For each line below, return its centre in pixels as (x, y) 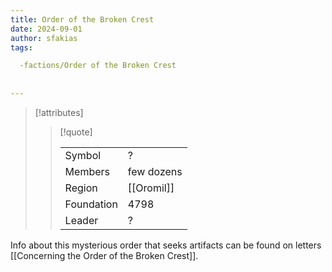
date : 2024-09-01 (46, 29)
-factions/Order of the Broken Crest (98, 66)
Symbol (83, 155)
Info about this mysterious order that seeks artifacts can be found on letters (166, 245)
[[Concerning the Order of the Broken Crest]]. (104, 255)
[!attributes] (59, 112)
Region (81, 188)
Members (87, 171)
